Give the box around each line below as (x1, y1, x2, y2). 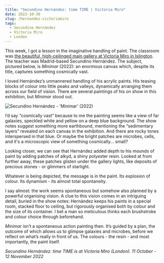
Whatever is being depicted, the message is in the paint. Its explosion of (5, 173, 151, 179)
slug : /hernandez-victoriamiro (5, 16, 69, 21)
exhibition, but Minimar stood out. (5, 93, 73, 99)
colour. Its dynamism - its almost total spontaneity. (5, 178, 107, 184)
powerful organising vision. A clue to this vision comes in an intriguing (5, 193, 146, 198)
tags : (5, 21, 16, 26)
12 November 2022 (5, 253, 44, 259)
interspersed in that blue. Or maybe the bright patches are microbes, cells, (5, 133, 155, 139)
